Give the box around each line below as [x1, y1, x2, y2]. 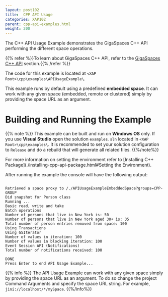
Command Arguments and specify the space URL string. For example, [5, 281, 150, 287]
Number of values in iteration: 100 [5, 234, 82, 240]
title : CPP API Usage [5, 12, 53, 17]
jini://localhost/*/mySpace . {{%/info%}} [5, 286, 92, 292]
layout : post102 [5, 7, 39, 13]
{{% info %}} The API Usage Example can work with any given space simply [5, 270, 163, 276]
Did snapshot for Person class [5, 195, 71, 200]
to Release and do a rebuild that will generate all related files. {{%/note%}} [5, 147, 159, 153]
